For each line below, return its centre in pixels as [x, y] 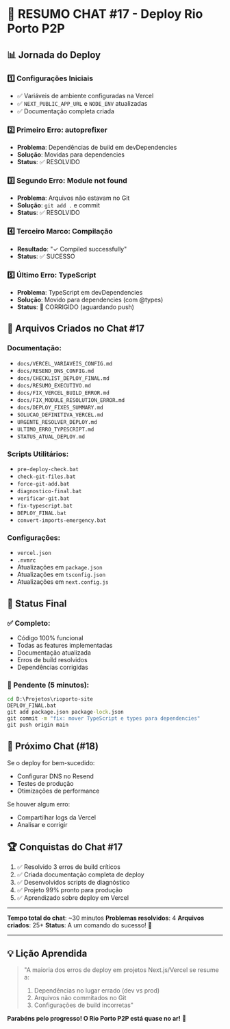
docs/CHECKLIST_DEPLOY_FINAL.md [63, 378]
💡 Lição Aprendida [47, 953]
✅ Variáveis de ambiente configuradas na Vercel [85, 95]
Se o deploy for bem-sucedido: [51, 762]
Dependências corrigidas [53, 667]
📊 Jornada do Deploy [54, 55]
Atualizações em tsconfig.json [61, 575]
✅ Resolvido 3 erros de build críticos [69, 867]
